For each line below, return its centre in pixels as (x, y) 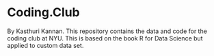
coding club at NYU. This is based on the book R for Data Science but (105, 38)
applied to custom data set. (45, 45)
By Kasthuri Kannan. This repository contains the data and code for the (107, 31)
